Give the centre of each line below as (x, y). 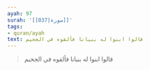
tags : (15, 26)
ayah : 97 (20, 14)
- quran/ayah (26, 33)
